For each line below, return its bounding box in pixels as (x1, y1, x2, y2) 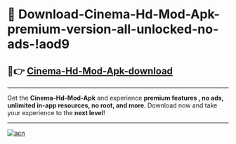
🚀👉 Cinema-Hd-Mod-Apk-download (7, 65, 173, 77)
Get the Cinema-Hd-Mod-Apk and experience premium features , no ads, (7, 94, 224, 102)
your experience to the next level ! (7, 109, 105, 117)
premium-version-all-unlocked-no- (7, 21, 219, 37)
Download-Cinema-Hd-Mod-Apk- (18, 6, 220, 22)
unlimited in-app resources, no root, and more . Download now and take (7, 101, 218, 110)
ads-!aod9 (7, 37, 70, 52)
